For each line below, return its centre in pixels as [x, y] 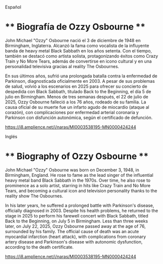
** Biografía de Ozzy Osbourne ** [75, 27]
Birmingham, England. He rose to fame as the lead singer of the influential [79, 175]
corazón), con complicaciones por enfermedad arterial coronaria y [72, 112]
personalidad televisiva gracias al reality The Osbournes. [62, 66]
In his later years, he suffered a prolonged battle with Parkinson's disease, [80, 205]
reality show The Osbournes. [34, 196]
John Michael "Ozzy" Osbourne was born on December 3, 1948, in [72, 170]
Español [13, 7]
